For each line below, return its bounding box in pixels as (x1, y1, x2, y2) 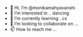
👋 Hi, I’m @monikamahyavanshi (10, 5, 75, 10)
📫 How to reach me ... (10, 26, 57, 32)
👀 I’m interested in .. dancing (10, 10, 69, 16)
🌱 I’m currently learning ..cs (10, 15, 67, 21)
